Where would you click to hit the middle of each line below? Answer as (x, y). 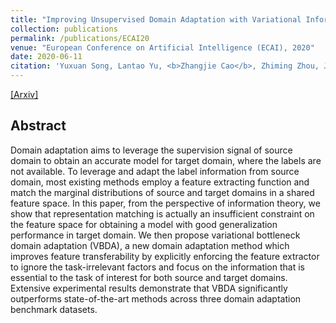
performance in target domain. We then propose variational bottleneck (155, 235)
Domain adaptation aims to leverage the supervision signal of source (151, 150)
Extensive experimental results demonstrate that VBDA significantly (149, 288)
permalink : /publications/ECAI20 (80, 38)
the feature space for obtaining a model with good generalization (144, 224)
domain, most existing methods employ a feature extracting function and (160, 182)
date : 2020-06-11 (46, 57)
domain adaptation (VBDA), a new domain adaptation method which (150, 245)
